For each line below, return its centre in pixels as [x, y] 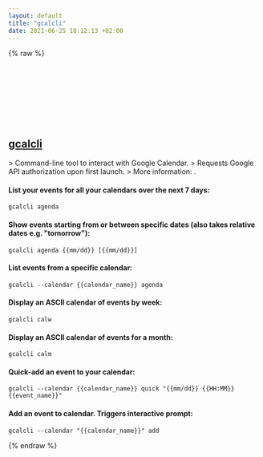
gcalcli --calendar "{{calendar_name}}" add [84, 431]
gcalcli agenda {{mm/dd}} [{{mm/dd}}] [73, 250]
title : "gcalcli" [37, 23]
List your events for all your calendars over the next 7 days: [109, 190]
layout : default [35, 16]
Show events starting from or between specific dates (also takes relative [132, 224]
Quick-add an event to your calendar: [72, 372]
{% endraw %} [33, 445]
